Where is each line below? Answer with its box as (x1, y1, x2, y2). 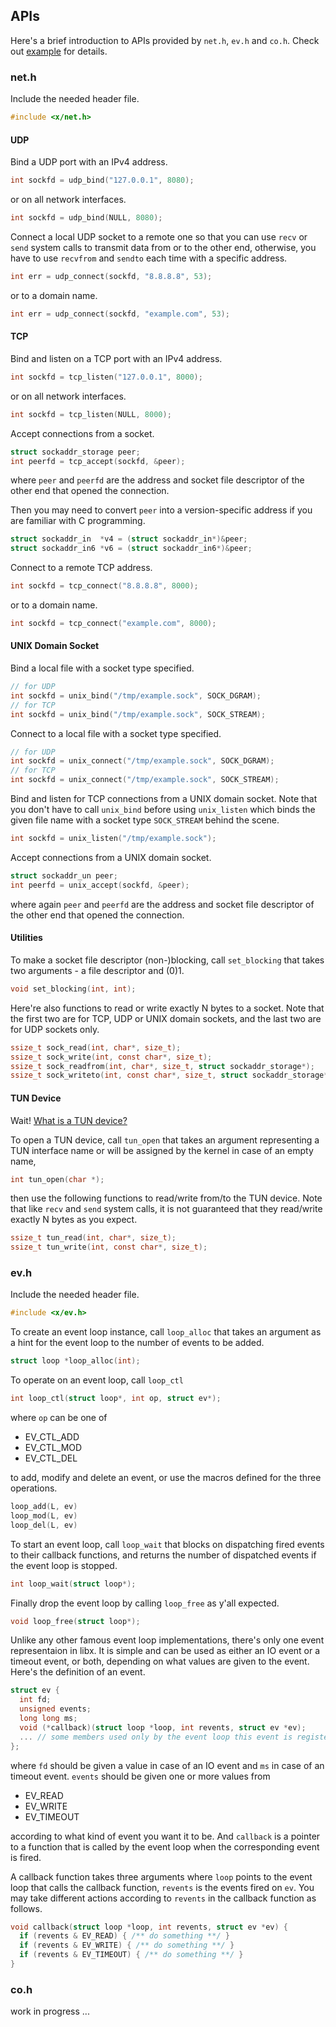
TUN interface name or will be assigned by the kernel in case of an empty (10, 1144, 314, 1156)
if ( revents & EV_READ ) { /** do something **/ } (19, 1931, 230, 1941)
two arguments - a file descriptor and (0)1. (10, 964, 185, 976)
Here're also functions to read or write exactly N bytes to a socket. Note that (10, 1002, 325, 1014)
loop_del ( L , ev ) (10, 1520, 78, 1530)
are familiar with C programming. (10, 515, 146, 527)
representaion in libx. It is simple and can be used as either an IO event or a (10, 1645, 321, 1657)
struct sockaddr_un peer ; (10, 870, 118, 881)
